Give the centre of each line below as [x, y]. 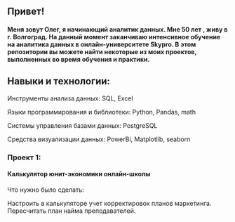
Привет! [26, 12]
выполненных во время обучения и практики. [79, 59]
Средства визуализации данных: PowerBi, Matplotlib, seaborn [99, 139]
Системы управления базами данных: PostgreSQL [82, 125]
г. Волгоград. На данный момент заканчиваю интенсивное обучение [114, 37]
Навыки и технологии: [59, 81]
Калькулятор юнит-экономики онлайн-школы [79, 174]
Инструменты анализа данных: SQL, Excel [70, 98]
